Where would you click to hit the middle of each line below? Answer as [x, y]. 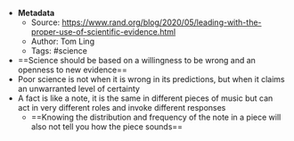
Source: [45, 22]
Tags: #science [59, 51]
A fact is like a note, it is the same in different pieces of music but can [145, 98]
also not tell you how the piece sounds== [107, 127]
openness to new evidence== [72, 70]
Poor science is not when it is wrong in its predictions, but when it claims [151, 79]
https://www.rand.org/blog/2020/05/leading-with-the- [162, 22]
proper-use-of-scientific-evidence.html [103, 32]
